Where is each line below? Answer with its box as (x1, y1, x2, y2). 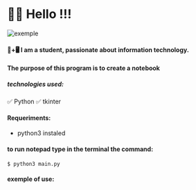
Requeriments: (7, 114, 51, 122)
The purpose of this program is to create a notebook (7, 64, 161, 72)
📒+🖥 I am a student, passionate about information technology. (7, 45, 189, 54)
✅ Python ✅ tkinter (7, 97, 61, 106)
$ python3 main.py (7, 160, 60, 167)
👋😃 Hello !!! (7, 6, 72, 22)
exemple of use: (7, 175, 55, 183)
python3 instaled (17, 129, 66, 137)
